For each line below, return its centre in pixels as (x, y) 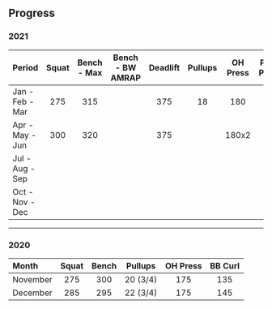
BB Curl (225, 265)
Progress (32, 13)
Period (25, 67)
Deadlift (164, 67)
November (32, 279)
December (32, 293)
